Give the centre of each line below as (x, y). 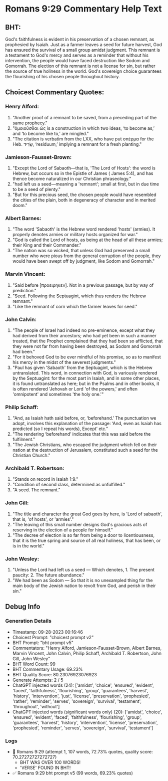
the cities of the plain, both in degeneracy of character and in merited (84, 200)
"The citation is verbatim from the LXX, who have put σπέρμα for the (83, 139)
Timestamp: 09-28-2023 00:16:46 (48, 632)
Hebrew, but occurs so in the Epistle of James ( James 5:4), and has (83, 173)
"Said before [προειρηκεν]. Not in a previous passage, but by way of (83, 285)
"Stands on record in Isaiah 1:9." (45, 479)
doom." (20, 205)
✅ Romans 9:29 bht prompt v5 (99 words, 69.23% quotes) (73, 773)
